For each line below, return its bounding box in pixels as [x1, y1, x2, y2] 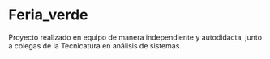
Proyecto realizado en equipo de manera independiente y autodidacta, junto [8, 32, 262, 42]
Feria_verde [8, 6, 88, 24]
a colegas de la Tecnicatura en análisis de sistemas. [8, 40, 182, 50]
